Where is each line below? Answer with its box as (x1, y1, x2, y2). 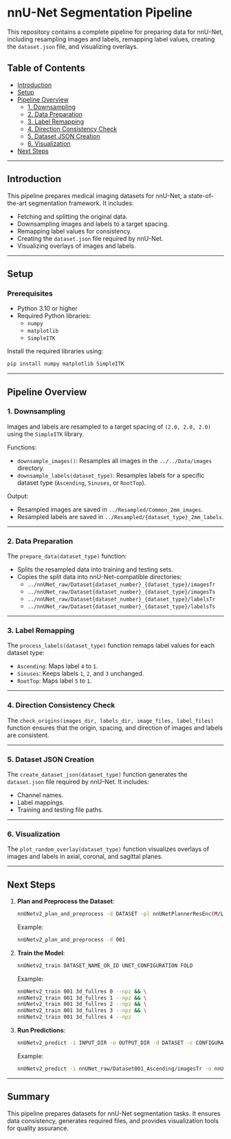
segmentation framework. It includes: (28, 199, 134, 207)
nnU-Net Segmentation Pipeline (7, 5, 192, 21)
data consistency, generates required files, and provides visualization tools (7, 1116, 219, 1125)
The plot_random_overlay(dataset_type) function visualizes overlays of (7, 845, 210, 853)
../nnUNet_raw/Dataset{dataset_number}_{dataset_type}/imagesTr (27, 581, 216, 588)
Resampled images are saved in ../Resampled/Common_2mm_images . (16, 505, 203, 514)
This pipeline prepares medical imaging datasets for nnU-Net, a (7, 191, 187, 199)
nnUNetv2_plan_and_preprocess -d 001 (16, 936, 126, 943)
